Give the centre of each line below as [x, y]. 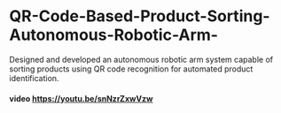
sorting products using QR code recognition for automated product [131, 69]
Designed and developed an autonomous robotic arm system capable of [141, 59]
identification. [34, 78]
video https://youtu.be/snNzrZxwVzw [81, 98]
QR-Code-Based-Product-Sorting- [140, 16]
